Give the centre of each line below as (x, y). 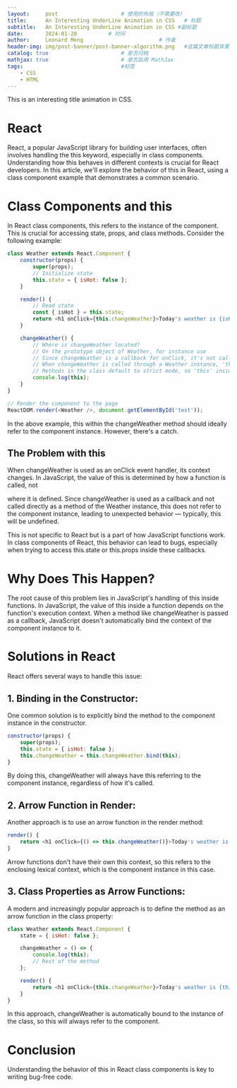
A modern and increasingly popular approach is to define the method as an (116, 909)
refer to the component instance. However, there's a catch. (93, 431)
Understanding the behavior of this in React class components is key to (111, 1070)
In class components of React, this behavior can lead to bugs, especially (113, 543)
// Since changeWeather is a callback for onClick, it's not (124, 358)
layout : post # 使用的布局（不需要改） (96, 14)
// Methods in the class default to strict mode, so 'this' (123, 371)
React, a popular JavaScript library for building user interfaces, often (107, 148)
